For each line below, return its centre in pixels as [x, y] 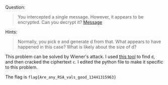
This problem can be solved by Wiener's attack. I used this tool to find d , [80, 56]
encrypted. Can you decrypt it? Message [60, 22]
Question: [15, 7]
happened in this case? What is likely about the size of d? [77, 47]
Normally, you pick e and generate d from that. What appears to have [89, 41]
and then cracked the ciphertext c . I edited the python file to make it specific [84, 62]
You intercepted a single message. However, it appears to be [80, 17]
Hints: [11, 32]
